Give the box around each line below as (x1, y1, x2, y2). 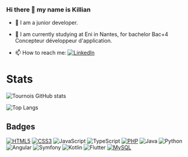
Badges (6, 122, 35, 132)
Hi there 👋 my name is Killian (6, 5, 91, 14)
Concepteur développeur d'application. (14, 37, 112, 45)
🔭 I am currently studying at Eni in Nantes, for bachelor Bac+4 (14, 31, 169, 38)
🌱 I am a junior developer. (14, 19, 78, 26)
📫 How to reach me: (14, 49, 67, 57)
